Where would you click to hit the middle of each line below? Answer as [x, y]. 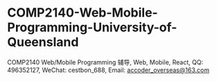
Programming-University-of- [92, 27]
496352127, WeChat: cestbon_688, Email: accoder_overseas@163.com [108, 70]
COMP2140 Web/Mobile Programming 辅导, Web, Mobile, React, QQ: [105, 62]
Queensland [43, 42]
